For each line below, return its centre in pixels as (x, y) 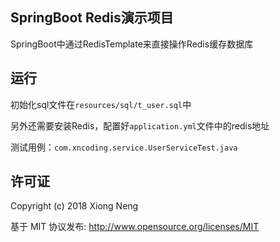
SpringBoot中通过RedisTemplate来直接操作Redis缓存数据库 (132, 44)
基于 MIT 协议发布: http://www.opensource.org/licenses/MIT (135, 227)
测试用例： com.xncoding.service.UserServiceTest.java (124, 147)
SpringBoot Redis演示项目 (92, 18)
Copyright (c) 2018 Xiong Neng (74, 206)
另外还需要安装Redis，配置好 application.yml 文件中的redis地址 (140, 125)
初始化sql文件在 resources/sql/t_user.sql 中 (101, 104)
